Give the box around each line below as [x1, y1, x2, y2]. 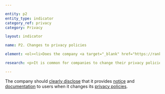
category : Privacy [5, 25, 43, 30]
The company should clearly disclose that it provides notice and [5, 78, 135, 84]
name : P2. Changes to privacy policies [5, 43, 87, 48]
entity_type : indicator [5, 16, 54, 21]
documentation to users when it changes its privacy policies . [5, 83, 128, 89]
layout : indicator [5, 34, 43, 39]
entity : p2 [5, 11, 27, 16]
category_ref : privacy [5, 21, 52, 25]
